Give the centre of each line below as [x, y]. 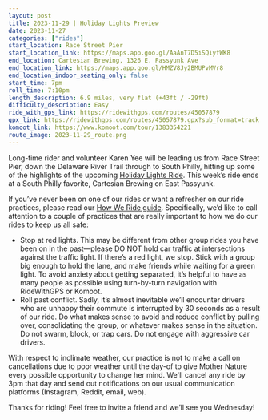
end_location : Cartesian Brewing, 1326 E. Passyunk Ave [103, 61]
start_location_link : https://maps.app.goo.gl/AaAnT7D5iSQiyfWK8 [119, 53]
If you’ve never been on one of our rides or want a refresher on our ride [126, 199]
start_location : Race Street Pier [66, 46]
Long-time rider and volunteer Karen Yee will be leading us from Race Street [134, 158]
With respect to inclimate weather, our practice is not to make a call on [124, 357]
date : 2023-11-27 [37, 30]
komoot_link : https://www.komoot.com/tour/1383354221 [100, 127]
